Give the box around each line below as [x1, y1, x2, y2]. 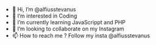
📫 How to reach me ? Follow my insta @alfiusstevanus [12, 32, 151, 39]
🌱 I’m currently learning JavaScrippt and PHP [12, 19, 126, 26]
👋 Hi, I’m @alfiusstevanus [12, 6, 76, 13]
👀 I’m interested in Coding [12, 12, 77, 19]
